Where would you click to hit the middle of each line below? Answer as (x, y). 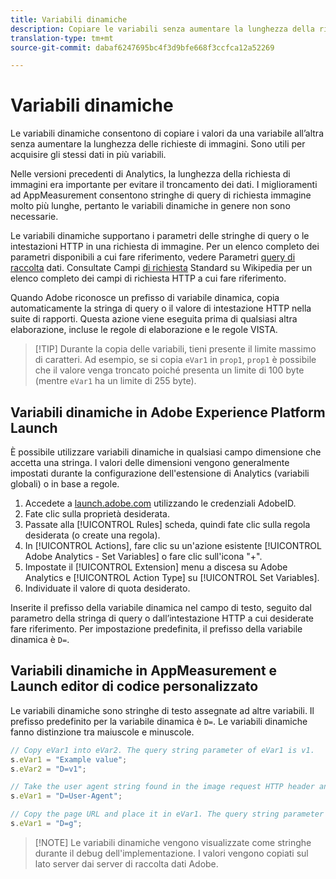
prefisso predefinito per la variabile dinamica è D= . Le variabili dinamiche (159, 721)
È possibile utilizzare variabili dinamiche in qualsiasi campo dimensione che (166, 452)
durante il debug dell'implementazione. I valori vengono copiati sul (171, 853)
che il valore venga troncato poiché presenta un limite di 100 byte (169, 370)
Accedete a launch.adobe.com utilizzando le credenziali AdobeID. (160, 503)
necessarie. (34, 217)
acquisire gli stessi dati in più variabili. (88, 155)
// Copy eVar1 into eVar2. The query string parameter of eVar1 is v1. (162, 750)
